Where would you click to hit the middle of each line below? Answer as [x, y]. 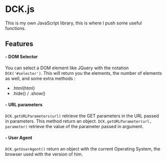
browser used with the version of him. [44, 154]
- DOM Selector [22, 56]
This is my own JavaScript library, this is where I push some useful [74, 23]
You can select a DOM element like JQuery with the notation [67, 68]
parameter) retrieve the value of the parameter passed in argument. [74, 126]
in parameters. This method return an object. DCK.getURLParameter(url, [79, 121]
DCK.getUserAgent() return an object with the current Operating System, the [83, 149]
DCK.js [20, 9]
